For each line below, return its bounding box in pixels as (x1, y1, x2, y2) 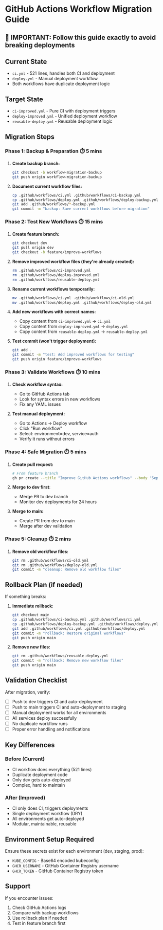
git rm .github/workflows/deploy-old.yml (12, 562, 97, 568)
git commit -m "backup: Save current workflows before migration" (12, 206, 150, 211)
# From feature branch (12, 471, 58, 476)
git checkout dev (12, 241, 48, 245)
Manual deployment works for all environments (12, 709, 107, 715)
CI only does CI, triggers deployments (12, 805, 89, 811)
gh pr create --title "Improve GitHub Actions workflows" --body (12, 475, 147, 480)
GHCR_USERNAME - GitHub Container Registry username (12, 863, 119, 868)
